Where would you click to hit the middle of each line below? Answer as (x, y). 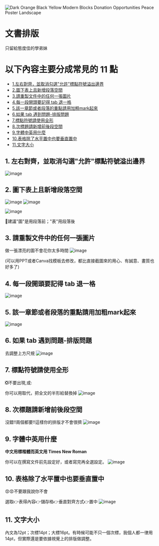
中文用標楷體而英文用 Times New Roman (46, 452)
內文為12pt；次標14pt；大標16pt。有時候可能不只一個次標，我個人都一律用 (79, 532)
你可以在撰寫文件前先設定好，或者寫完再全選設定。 (56, 462)
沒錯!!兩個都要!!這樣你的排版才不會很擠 (43, 422)
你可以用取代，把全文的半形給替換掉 (41, 393)
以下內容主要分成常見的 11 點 (62, 70)
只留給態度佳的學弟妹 (26, 48)
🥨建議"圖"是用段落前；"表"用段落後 (40, 221)
